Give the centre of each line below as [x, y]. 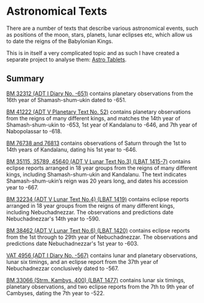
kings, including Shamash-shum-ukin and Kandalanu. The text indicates [97, 174]
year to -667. [22, 187]
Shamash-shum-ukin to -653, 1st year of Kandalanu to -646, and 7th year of [102, 125]
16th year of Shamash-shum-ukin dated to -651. [66, 100]
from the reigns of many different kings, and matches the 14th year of [93, 118]
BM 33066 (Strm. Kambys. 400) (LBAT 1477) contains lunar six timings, [96, 280]
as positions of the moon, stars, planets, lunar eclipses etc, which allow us [100, 34]
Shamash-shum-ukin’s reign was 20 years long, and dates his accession [97, 181]
